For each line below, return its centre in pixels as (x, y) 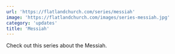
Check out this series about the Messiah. (57, 46)
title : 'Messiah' (28, 28)
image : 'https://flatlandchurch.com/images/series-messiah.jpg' (88, 17)
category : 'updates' (32, 23)
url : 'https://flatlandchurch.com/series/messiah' (71, 12)
